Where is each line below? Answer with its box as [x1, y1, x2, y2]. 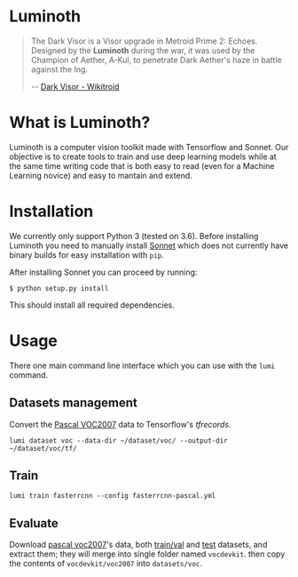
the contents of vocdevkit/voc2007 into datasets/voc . [9, 558, 202, 569]
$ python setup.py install [9, 284, 109, 293]
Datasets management [9, 396, 137, 411]
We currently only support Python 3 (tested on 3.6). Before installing [9, 230, 259, 241]
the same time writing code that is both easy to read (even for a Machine [9, 160, 275, 171]
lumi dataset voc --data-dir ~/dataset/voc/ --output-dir [9, 436, 228, 445]
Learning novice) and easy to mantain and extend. [9, 170, 192, 180]
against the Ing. [30, 64, 89, 75]
